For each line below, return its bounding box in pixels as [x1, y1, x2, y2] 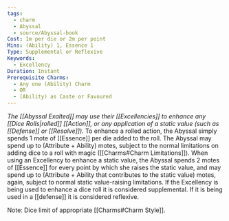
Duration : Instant [7, 67, 60, 74]
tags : [7, 10, 23, 17]
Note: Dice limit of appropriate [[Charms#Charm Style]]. [7, 206, 166, 214]
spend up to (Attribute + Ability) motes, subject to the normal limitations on [7, 142, 219, 149]
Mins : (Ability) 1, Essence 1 [7, 42, 94, 49]
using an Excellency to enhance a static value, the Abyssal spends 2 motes [7, 156, 220, 164]
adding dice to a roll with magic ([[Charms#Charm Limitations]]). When [7, 149, 208, 157]
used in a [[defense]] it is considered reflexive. [7, 193, 140, 200]
